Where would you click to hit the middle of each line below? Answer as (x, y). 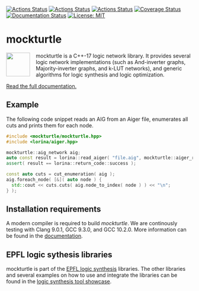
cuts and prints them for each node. (50, 125)
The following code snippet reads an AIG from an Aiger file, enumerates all (97, 119)
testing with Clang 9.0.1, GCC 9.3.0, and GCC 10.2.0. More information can (96, 230)
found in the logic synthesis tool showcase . (59, 282)
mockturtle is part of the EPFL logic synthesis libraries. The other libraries (96, 269)
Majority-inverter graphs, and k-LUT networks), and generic (109, 68)
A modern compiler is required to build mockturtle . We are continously (92, 223)
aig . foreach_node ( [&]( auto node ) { (54, 180)
